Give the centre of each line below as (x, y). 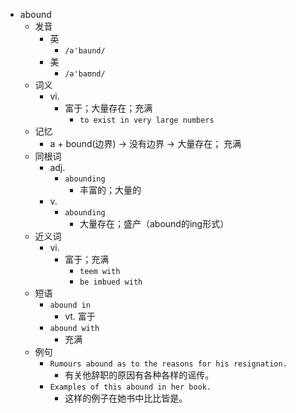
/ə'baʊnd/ (85, 74)
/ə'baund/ (85, 51)
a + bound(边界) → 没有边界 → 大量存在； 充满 (145, 143)
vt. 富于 (80, 316)
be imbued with (111, 282)
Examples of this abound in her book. (130, 387)
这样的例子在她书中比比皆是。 (126, 398)
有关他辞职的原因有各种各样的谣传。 (139, 375)
